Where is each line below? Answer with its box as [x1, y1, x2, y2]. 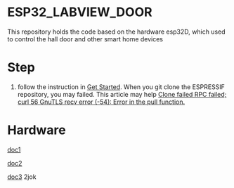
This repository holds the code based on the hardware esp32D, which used [7, 27, 226, 36]
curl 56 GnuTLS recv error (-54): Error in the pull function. [17, 98, 186, 106]
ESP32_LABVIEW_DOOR [7, 4, 152, 20]
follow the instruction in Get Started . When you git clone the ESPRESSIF [17, 82, 225, 91]
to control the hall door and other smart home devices [7, 34, 164, 43]
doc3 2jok [7, 173, 37, 181]
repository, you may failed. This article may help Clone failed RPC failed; [17, 90, 227, 98]
